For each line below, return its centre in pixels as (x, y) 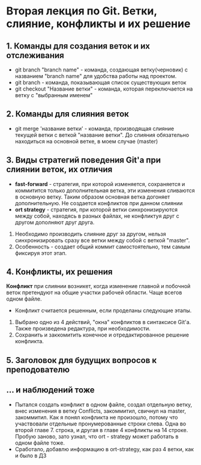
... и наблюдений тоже (50, 390)
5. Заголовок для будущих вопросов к (82, 360)
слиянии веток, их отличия (59, 169)
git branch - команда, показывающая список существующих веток (100, 82)
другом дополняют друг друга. (55, 222)
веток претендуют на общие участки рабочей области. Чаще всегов (94, 293)
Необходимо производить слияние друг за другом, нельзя (90, 234)
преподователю (38, 369)
